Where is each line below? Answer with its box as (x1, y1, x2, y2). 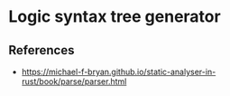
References (8, 43, 75, 58)
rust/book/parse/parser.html (21, 76, 127, 87)
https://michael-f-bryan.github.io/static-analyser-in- (21, 66, 216, 77)
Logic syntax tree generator (8, 6, 222, 27)
